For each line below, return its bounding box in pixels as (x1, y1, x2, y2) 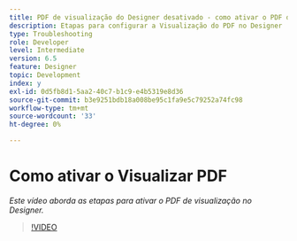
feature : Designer (9, 63, 77, 72)
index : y (9, 79, 42, 88)
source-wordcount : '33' (9, 112, 97, 120)
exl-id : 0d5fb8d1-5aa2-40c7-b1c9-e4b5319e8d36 (9, 87, 184, 96)
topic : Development (9, 71, 81, 80)
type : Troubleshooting (9, 29, 93, 38)
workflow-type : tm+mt (9, 104, 89, 113)
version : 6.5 (9, 54, 57, 63)
